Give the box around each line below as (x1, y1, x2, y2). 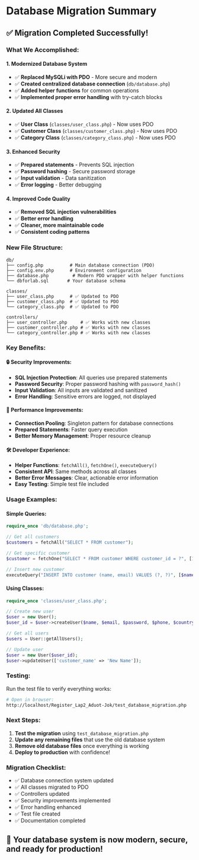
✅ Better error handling (14, 215, 74, 222)
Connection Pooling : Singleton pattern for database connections (14, 420, 174, 427)
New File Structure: (6, 243, 63, 252)
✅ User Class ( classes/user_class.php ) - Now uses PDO (14, 120, 154, 128)
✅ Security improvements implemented (14, 797, 111, 804)
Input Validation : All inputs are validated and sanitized (14, 386, 147, 393)
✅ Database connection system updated (14, 777, 114, 784)
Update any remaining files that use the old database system (14, 736, 165, 743)
